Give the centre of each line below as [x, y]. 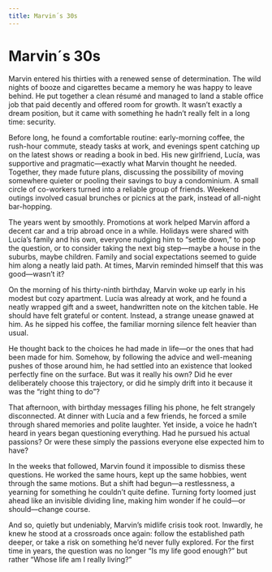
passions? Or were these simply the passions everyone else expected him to [136, 441]
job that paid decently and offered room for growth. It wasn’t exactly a [125, 104]
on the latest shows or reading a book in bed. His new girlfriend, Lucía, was [134, 154]
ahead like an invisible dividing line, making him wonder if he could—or [127, 501]
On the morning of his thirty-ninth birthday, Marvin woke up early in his [127, 290]
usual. [19, 333]
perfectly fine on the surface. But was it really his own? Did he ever [121, 374]
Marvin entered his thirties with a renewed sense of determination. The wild [135, 79]
